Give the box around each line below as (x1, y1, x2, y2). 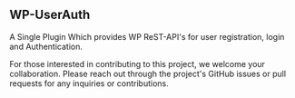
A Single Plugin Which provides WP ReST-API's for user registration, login (9, 31, 285, 42)
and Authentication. (9, 41, 84, 52)
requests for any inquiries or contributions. (9, 77, 170, 89)
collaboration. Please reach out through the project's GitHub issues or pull (9, 68, 287, 79)
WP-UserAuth (9, 7, 91, 23)
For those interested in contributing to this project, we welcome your (9, 58, 266, 69)
